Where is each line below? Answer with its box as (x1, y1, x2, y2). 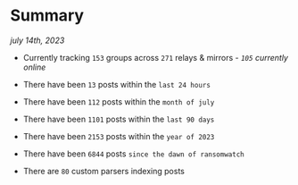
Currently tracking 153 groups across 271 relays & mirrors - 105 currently (22, 52, 289, 63)
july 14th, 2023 (10, 35, 65, 46)
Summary (10, 5, 84, 26)
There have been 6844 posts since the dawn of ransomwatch (22, 148, 244, 159)
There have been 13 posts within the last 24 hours (22, 79, 211, 89)
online (22, 62, 46, 72)
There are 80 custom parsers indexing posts (22, 165, 186, 176)
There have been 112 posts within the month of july (22, 96, 215, 107)
